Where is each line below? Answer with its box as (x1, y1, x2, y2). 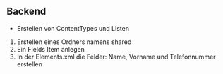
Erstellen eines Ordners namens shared (16, 38, 132, 46)
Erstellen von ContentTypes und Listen (16, 24, 130, 32)
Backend (6, 6, 47, 17)
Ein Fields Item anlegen (16, 45, 85, 53)
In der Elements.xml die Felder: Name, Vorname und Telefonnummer (16, 52, 216, 61)
